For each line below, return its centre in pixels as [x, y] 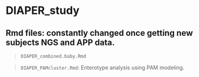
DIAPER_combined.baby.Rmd [53, 56]
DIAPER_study [43, 11]
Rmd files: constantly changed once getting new [99, 33]
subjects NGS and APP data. [60, 42]
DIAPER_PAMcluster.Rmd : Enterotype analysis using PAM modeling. [102, 68]
